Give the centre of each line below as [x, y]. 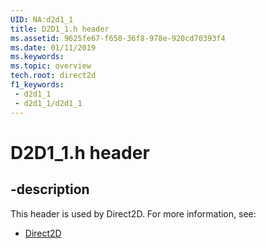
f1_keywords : [37, 85]
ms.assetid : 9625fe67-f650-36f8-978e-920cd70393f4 [118, 38]
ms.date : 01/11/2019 [53, 47]
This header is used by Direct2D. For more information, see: [133, 213]
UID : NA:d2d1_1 [42, 19]
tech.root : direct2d [53, 76]
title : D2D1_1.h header [60, 29]
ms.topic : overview [51, 66]
